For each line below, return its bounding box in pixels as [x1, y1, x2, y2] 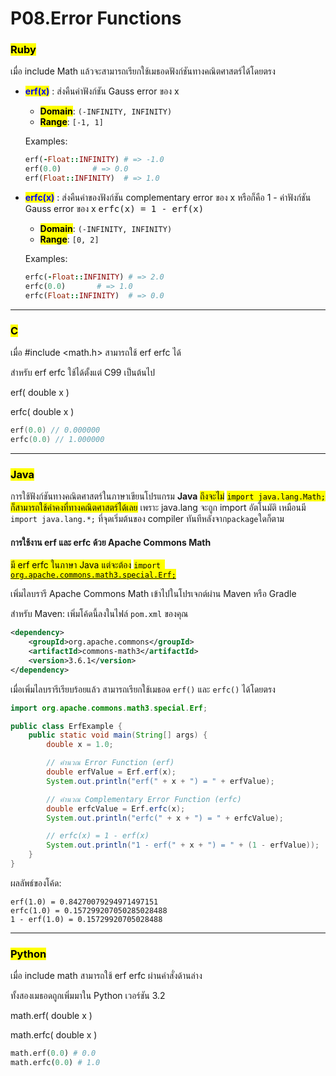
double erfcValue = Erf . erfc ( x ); [46, 803, 186, 814]
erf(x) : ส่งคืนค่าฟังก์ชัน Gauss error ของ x [24, 85, 180, 97]
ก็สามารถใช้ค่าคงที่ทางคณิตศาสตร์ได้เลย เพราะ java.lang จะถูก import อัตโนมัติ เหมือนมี [10, 502, 307, 514]
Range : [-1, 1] [39, 116, 104, 128]
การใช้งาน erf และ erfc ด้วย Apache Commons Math [10, 536, 212, 548]
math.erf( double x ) [10, 1010, 93, 1022]
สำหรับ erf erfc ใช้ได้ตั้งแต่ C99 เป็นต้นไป [10, 367, 155, 379]
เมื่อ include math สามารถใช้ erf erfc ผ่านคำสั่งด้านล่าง [10, 970, 203, 982]
